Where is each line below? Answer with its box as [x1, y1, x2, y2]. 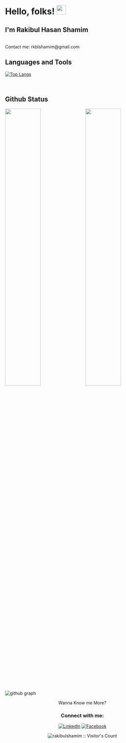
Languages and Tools [5, 58, 72, 67]
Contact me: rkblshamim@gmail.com [5, 44, 80, 49]
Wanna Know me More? [58, 700, 107, 705]
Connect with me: [60, 712, 104, 719]
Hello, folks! [5, 6, 55, 17]
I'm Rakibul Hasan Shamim [5, 25, 88, 34]
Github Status [5, 95, 48, 104]
